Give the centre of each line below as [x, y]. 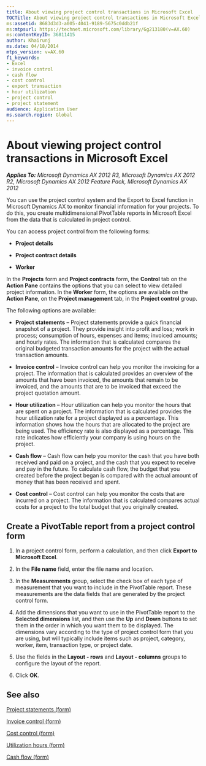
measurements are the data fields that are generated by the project [100, 594]
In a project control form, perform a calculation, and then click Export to [106, 551]
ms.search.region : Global [39, 115]
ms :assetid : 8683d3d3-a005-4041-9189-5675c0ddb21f [72, 23]
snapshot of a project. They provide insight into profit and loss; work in [105, 329]
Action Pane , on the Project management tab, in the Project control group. [102, 299]
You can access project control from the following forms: [78, 231]
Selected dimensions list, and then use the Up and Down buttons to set [106, 619]
